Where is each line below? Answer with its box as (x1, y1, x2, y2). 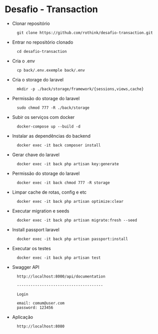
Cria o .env (12, 57, 35, 64)
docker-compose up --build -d (17, 124, 81, 129)
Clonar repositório (12, 20, 50, 26)
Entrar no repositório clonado (12, 39, 73, 45)
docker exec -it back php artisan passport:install (17, 236, 128, 241)
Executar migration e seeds (12, 207, 69, 214)
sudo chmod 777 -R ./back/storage (17, 105, 90, 110)
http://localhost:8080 (17, 324, 65, 329)
